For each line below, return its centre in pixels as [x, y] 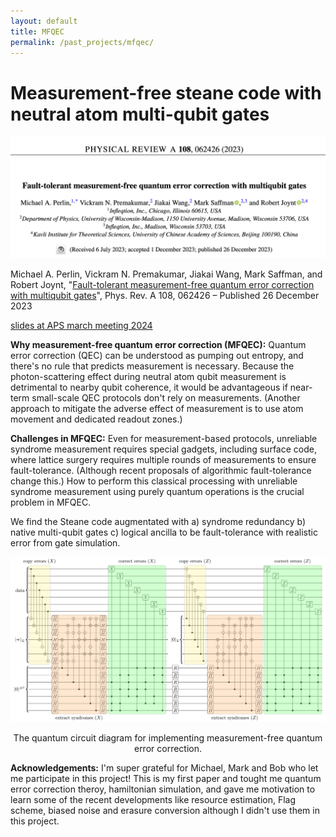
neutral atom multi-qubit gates [140, 114]
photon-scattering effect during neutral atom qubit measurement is [148, 377]
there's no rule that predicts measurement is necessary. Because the [152, 366]
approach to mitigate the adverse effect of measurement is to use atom [157, 409]
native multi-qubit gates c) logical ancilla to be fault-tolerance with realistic [164, 532]
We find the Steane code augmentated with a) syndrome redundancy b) [158, 522]
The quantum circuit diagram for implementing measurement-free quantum [168, 737]
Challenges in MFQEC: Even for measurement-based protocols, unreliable [164, 439]
